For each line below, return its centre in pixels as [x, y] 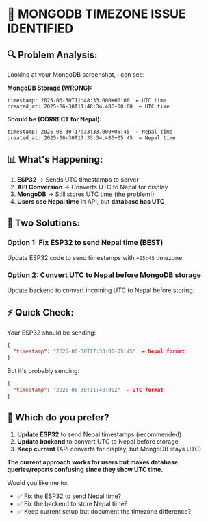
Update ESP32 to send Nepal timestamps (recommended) [99, 434]
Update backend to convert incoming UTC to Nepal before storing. [101, 290]
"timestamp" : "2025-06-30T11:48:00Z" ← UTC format [89, 390]
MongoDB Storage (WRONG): [50, 88]
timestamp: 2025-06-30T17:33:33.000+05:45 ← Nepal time [90, 132]
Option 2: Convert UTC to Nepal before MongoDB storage [104, 275]
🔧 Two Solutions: [44, 223]
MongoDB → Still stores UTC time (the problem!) [86, 194]
